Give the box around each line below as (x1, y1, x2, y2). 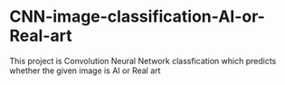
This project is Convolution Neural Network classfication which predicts (9, 55, 277, 66)
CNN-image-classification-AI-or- (9, 6, 265, 27)
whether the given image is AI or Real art (9, 65, 161, 76)
